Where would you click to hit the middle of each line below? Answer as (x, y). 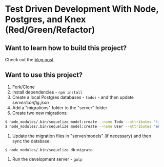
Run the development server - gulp (47, 159)
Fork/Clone (23, 87)
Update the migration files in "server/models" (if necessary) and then (82, 136)
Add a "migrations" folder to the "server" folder (60, 107)
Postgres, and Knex (46, 19)
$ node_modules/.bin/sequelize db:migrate (49, 150)
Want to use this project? (44, 75)
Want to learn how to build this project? (66, 48)
